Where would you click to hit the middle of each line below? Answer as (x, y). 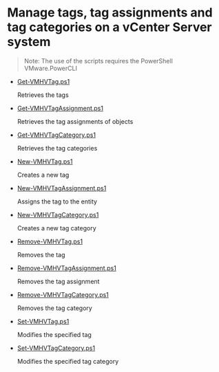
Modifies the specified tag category (68, 361)
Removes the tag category (55, 308)
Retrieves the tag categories (57, 148)
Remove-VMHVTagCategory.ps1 (63, 294)
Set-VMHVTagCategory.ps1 (56, 348)
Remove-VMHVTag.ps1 (50, 241)
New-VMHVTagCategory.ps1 (58, 215)
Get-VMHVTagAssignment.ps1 (60, 108)
